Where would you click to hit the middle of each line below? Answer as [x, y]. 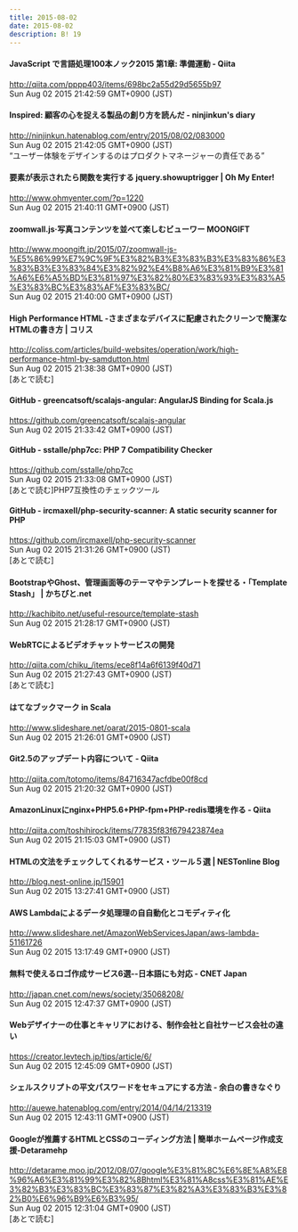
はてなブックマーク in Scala [60, 707]
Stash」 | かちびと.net [50, 593]
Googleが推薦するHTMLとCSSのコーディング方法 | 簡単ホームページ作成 [142, 1138]
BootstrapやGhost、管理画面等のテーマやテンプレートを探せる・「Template [148, 582]
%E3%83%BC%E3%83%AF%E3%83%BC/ [90, 287]
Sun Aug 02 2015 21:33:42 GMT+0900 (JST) [91, 430]
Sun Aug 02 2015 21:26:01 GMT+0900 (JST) [90, 737]
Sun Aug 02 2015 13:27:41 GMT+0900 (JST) [90, 891]
